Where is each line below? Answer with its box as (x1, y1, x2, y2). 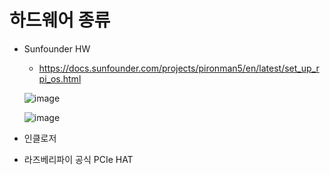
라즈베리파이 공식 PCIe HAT (23, 153, 134, 165)
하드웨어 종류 (9, 9, 111, 32)
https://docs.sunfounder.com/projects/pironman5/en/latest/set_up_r (38, 62, 320, 74)
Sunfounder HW (23, 42, 91, 55)
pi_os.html (38, 72, 82, 85)
